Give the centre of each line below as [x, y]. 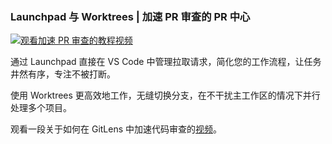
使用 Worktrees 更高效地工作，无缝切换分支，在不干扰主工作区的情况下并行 [165, 95]
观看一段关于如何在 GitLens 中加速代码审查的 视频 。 [116, 129]
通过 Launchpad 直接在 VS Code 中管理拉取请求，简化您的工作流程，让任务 [166, 62]
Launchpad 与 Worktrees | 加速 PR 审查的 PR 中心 [130, 16]
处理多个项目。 [41, 108]
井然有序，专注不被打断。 [63, 74]
